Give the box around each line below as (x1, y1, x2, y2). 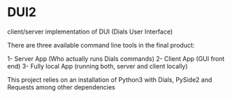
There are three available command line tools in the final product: (7, 41, 195, 49)
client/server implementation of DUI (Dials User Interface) (7, 27, 173, 36)
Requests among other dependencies (7, 83, 115, 91)
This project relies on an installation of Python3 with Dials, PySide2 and (7, 75, 212, 84)
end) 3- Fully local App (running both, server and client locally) (7, 62, 188, 70)
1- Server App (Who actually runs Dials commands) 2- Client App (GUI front (7, 54, 225, 63)
